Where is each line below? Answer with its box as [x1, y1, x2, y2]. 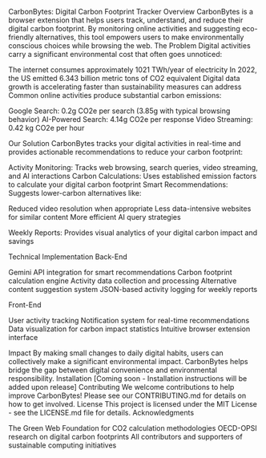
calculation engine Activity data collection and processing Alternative [8, 276, 237, 286]
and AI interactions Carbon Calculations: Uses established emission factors [8, 172, 257, 180]
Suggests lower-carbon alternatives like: [8, 188, 142, 197]
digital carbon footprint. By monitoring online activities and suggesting [8, 24, 240, 33]
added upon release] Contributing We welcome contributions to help [8, 383, 235, 391]
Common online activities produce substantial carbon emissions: [8, 91, 222, 99]
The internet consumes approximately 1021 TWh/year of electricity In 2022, [8, 65, 258, 75]
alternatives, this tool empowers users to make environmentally [35, 32, 244, 42]
